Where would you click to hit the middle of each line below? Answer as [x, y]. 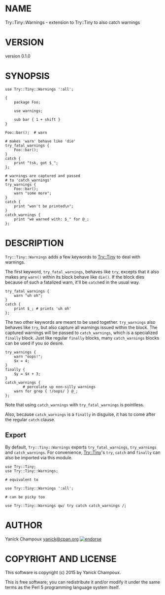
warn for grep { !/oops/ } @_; [46, 391]
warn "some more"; [33, 193]
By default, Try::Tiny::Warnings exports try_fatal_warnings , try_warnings [81, 447]
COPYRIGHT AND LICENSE [61, 559]
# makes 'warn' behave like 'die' [41, 141]
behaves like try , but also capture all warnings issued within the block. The [81, 327]
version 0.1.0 [18, 56]
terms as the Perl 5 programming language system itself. [62, 588]
